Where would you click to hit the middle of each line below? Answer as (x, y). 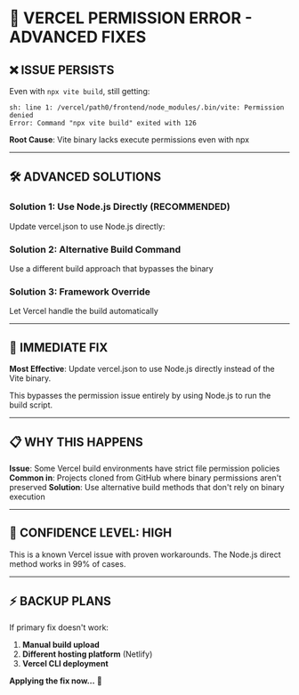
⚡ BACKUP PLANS (60, 601)
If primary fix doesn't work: (59, 627)
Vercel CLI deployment (65, 663)
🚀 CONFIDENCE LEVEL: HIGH (90, 533)
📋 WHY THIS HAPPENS (77, 443)
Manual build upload (61, 644)
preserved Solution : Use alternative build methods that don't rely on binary (147, 487)
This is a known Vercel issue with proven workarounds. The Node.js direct (145, 554)
